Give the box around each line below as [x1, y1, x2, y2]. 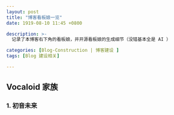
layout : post [6, 8, 39, 15]
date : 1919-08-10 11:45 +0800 [6, 20, 83, 26]
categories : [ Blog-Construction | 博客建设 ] [6, 48, 120, 54]
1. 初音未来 [6, 102, 37, 110]
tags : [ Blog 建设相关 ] [6, 53, 60, 59]
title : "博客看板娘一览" [6, 14, 62, 20]
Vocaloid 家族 [6, 82, 59, 92]
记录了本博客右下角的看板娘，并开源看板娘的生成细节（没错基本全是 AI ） [11, 37, 171, 43]
